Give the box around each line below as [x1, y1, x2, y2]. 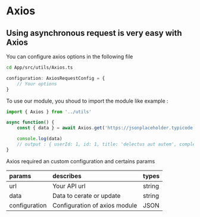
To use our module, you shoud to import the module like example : [6, 97, 168, 104]
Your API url [52, 182, 86, 190]
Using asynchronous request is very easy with [6, 28, 182, 38]
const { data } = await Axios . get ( [17, 125, 105, 131]
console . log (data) [17, 136, 62, 142]
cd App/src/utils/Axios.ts [6, 64, 73, 70]
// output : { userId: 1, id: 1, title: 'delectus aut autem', [17, 141, 177, 147]
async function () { [6, 119, 55, 126]
